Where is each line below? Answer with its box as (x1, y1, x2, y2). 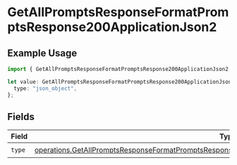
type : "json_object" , (13, 85, 78, 92)
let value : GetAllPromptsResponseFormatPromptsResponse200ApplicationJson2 (7, 78, 235, 85)
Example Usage (7, 47, 78, 59)
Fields (7, 110, 35, 123)
